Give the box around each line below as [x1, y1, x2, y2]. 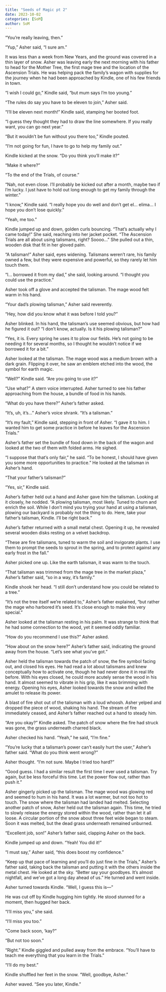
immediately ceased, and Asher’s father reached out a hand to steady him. [5, 710, 157, 716]
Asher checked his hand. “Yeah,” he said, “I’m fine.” [5, 735, 111, 741]
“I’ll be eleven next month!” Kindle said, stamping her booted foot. [5, 109, 140, 115]
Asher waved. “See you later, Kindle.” [5, 981, 81, 987]
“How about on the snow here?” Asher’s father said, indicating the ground [5, 643, 156, 649]
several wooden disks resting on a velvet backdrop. [5, 530, 111, 536]
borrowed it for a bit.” [5, 346, 49, 352]
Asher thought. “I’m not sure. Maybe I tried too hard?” [5, 759, 115, 765]
